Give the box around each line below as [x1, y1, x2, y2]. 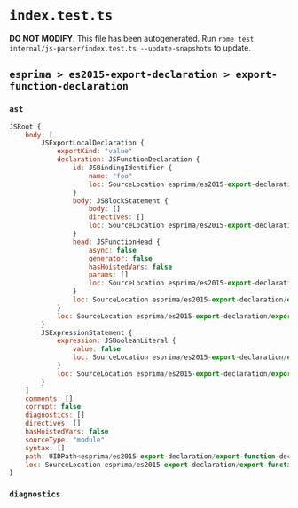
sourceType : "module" [25, 435, 105, 444]
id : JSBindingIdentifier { [72, 163, 173, 172]
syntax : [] [25, 443, 66, 452]
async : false [88, 246, 137, 254]
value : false [72, 345, 122, 354]
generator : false [88, 254, 153, 263]
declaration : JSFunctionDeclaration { [56, 155, 200, 164]
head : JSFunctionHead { [72, 238, 161, 246]
